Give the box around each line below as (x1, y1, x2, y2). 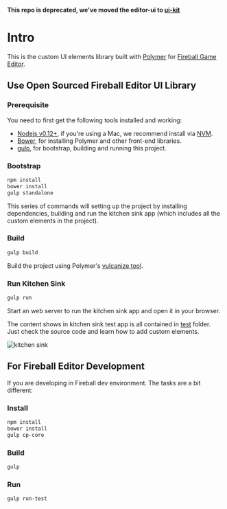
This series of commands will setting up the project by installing (7, 202, 187, 210)
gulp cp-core (7, 431, 45, 438)
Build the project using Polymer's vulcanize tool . (7, 261, 143, 270)
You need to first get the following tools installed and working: (7, 116, 182, 124)
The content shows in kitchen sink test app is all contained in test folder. (7, 319, 211, 328)
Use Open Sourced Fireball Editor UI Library (7, 80, 197, 91)
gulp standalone (7, 189, 53, 196)
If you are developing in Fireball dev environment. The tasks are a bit (7, 378, 201, 387)
